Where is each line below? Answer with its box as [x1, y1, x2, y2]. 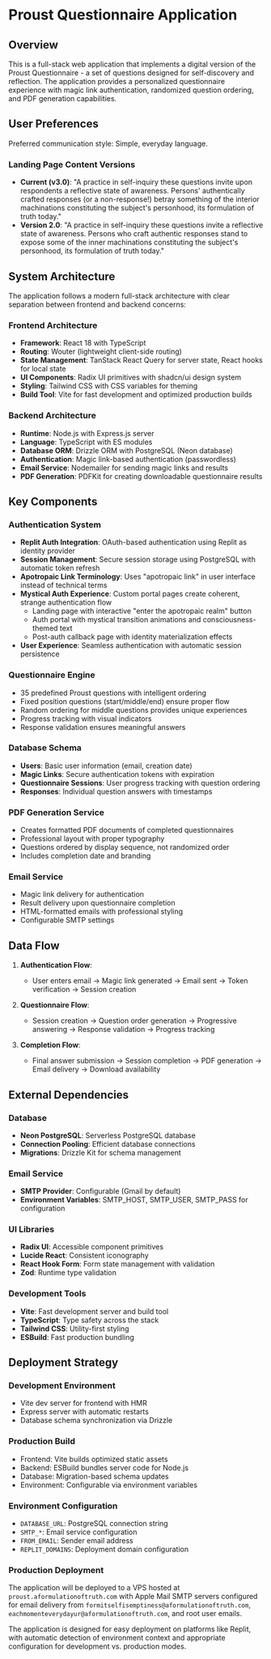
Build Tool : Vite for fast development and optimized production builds [19, 390, 252, 400]
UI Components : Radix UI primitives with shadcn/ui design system [19, 372, 242, 382]
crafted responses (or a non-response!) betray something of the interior [19, 194, 260, 204]
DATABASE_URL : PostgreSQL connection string [19, 1519, 168, 1529]
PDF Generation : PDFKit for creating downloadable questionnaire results [19, 471, 263, 481]
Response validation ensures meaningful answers [19, 722, 186, 732]
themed [32, 623, 58, 633]
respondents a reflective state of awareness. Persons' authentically [19, 186, 245, 196]
